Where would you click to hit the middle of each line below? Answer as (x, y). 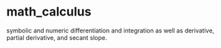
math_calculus (49, 12)
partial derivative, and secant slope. (57, 37)
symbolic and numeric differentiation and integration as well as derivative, (110, 30)
